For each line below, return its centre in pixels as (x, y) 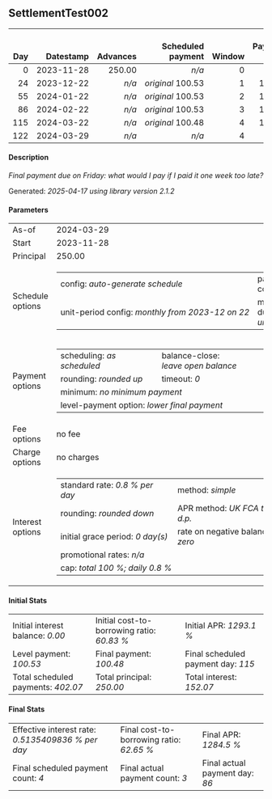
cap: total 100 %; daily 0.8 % (116, 568)
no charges (78, 458)
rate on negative (208, 531)
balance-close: (191, 356)
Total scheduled (43, 677)
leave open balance (199, 366)
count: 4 (28, 778)
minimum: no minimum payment (121, 392)
